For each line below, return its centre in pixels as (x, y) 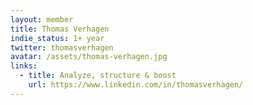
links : (24, 66)
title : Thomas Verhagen (60, 29)
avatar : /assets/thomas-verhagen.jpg (89, 57)
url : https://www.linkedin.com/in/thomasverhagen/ (136, 85)
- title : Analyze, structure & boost (98, 76)
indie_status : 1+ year (57, 38)
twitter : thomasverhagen (62, 47)
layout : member (42, 19)
